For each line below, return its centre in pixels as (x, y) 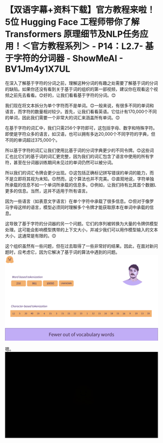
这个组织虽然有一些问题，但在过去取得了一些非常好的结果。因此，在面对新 (79, 246)
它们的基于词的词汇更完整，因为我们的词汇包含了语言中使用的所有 (83, 156)
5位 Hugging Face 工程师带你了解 (72, 22)
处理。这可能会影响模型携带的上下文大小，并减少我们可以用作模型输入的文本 (81, 229)
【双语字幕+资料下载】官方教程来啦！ (80, 10)
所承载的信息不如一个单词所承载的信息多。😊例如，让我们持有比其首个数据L (81, 185)
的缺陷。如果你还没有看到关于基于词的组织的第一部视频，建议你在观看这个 (79, 89)
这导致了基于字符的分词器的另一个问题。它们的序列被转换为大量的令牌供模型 (81, 223)
